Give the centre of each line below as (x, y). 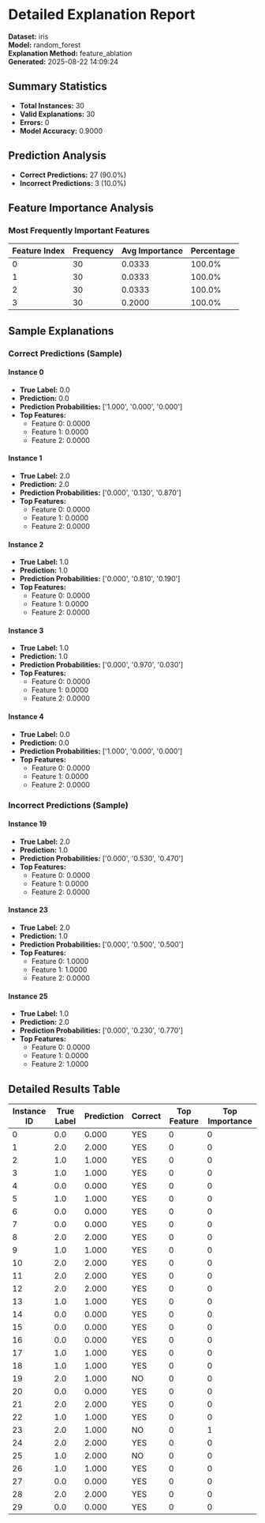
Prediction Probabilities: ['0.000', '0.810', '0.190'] (100, 579)
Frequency (93, 251)
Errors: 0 (34, 122)
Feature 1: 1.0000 (59, 969)
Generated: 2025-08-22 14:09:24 (63, 62)
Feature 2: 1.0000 (60, 1064)
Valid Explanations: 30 (57, 114)
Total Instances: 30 (52, 105)
